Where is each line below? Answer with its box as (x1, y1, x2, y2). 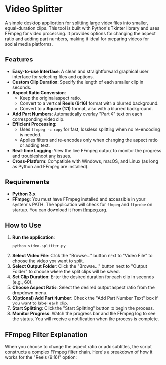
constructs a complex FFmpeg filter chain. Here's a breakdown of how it (5, 349, 153, 355)
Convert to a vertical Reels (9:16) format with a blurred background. (19, 100, 159, 106)
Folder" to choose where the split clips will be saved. (12, 269, 120, 275)
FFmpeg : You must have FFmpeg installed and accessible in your (12, 196, 146, 202)
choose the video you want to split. (12, 258, 84, 264)
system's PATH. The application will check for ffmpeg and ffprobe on (12, 201, 153, 207)
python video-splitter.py (12, 244, 66, 249)
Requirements (5, 178, 50, 186)
